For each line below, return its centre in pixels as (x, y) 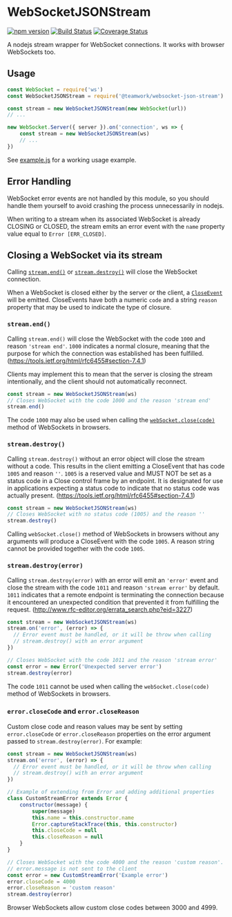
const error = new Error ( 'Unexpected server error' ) (85, 667)
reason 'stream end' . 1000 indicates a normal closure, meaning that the (108, 346)
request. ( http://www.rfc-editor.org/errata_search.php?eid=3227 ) (100, 609)
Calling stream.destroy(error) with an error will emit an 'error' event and (113, 580)
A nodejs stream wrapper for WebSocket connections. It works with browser (116, 44)
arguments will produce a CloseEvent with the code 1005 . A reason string (111, 541)
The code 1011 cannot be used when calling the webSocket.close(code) (108, 686)
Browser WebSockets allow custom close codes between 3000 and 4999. (113, 908)
